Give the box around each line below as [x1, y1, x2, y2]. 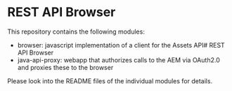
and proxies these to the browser [17, 63, 114, 71]
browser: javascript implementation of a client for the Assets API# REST [17, 41, 225, 49]
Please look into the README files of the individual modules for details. [7, 76, 213, 85]
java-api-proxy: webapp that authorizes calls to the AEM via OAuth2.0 [17, 55, 220, 64]
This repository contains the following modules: [7, 27, 146, 36]
